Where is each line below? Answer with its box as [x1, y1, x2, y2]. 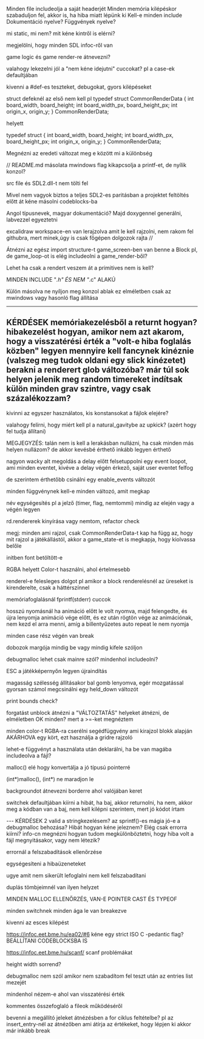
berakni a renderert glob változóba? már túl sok [6, 365, 189, 375]
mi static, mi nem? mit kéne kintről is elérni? [6, 30, 115, 37]
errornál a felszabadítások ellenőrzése [6, 848, 102, 855]
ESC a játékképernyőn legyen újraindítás [6, 667, 107, 674]
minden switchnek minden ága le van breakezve [6, 907, 127, 914]
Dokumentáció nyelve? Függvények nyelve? [6, 18, 117, 25]
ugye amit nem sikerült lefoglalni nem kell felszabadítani [6, 871, 146, 879]
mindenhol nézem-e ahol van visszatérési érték [6, 990, 125, 998]
